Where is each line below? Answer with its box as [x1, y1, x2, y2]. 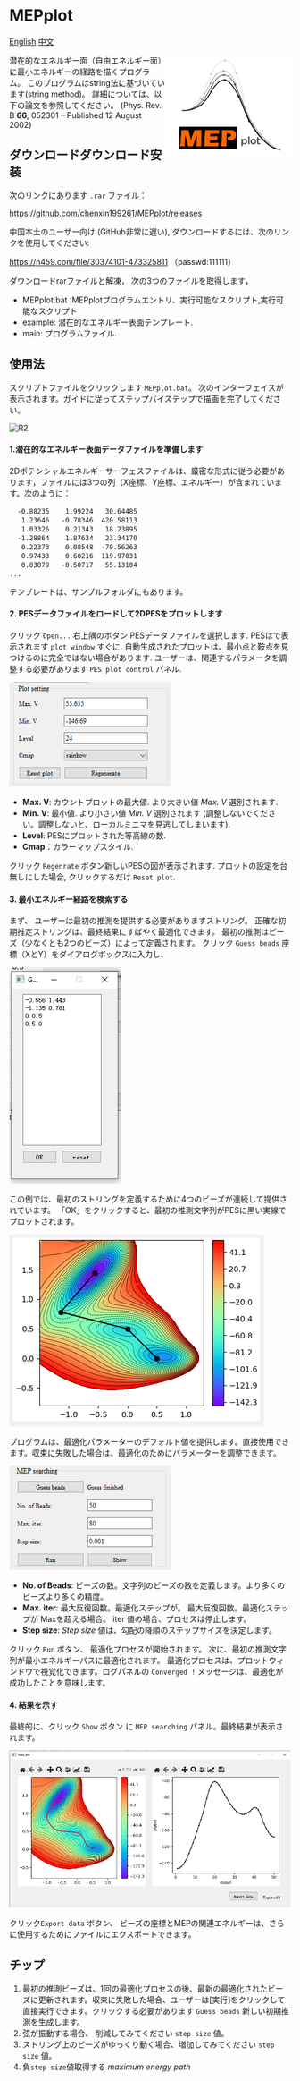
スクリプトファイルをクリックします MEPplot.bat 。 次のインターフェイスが [9, 382, 284, 393]
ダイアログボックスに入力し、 [59, 949, 169, 960]
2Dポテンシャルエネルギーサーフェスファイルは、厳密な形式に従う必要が [9, 465, 278, 476]
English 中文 [9, 36, 54, 47]
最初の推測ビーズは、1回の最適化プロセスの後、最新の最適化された [21, 1983, 268, 1993]
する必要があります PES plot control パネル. [16, 663, 182, 674]
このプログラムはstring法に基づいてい [26, 77, 165, 88]
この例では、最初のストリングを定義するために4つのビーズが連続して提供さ [9, 1193, 287, 1204]
